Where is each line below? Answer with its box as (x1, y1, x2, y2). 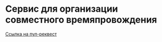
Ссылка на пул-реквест (5, 31, 57, 37)
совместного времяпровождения (5, 14, 157, 26)
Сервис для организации (5, 3, 119, 15)
